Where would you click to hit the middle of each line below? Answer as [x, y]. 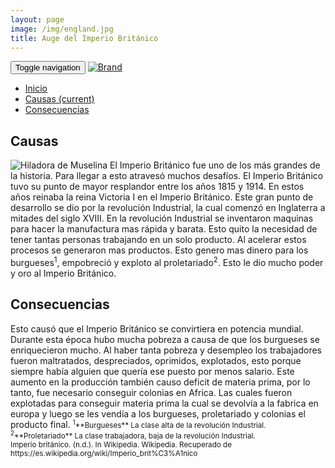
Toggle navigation [48, 67]
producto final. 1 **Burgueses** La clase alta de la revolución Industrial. [138, 424]
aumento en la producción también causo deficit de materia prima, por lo [160, 382]
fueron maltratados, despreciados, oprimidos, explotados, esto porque [156, 360]
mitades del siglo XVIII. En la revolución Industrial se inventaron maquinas [162, 218]
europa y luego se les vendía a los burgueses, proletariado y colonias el [158, 413]
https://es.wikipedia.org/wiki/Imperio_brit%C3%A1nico [104, 453]
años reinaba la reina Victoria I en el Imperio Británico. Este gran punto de [162, 197]
